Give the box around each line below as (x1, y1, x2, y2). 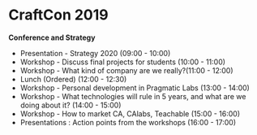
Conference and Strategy (8, 33, 96, 42)
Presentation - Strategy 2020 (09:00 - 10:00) (19, 48, 171, 58)
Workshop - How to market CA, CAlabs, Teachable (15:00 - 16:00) (19, 108, 241, 119)
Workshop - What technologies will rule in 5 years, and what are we (19, 91, 246, 101)
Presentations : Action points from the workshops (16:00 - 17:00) (19, 117, 237, 127)
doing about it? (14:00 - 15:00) (19, 100, 122, 110)
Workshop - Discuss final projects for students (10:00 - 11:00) (19, 57, 225, 67)
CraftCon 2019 (8, 6, 109, 24)
